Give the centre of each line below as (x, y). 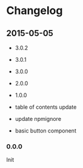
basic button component (46, 131)
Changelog (35, 11)
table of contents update (46, 107)
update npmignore (38, 119)
